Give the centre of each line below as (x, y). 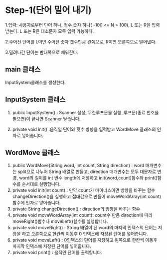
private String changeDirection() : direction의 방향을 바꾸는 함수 (76, 209)
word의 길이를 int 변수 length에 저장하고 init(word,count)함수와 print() (88, 178)
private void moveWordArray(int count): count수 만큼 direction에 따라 (83, 215)
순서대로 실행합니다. (41, 184)
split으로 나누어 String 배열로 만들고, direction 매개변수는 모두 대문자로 (87, 172)
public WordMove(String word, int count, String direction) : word (78, 166)
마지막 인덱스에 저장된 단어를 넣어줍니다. (52, 246)
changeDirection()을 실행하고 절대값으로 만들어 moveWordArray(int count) (87, 196)
